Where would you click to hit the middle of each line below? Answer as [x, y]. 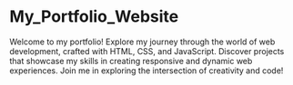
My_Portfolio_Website [94, 17]
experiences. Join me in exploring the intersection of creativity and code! [146, 71]
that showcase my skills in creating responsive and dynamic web [131, 61]
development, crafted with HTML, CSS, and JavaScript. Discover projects [147, 51]
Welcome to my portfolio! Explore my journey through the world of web [142, 42]
